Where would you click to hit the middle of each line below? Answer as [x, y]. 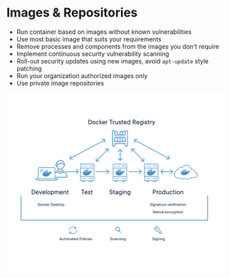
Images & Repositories [72, 13]
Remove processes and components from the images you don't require [118, 46]
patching [29, 68]
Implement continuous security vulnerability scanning [93, 54]
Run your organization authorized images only [82, 76]
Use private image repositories [60, 83]
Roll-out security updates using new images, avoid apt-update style [112, 61]
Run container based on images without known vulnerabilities [104, 32]
